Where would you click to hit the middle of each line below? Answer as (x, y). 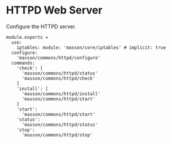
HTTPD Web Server (54, 10)
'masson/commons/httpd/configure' (59, 58)
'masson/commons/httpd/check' (58, 78)
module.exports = (27, 37)
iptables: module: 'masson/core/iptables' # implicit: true (91, 48)
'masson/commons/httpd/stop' (57, 135)
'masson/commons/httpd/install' (61, 94)
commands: (23, 63)
